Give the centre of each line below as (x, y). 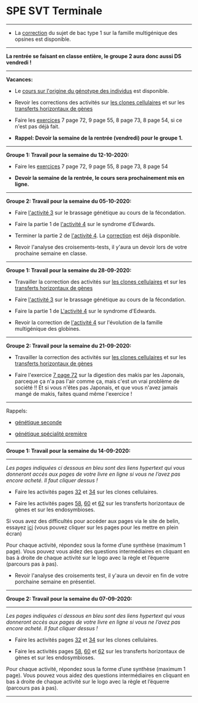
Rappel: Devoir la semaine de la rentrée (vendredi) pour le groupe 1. (99, 138)
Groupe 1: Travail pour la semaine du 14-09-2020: (68, 450)
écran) (14, 533)
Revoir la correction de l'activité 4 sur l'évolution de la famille (89, 322)
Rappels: (17, 411)
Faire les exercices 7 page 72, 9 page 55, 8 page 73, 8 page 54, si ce (98, 120)
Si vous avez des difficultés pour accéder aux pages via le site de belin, (93, 521)
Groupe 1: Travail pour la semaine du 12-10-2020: (68, 154)
